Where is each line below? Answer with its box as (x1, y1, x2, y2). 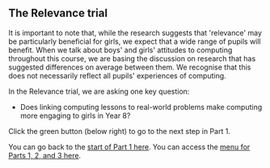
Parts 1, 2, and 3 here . (8, 150, 82, 160)
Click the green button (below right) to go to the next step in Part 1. (8, 126, 230, 136)
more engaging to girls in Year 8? (19, 111, 131, 120)
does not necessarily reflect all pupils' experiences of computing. (8, 70, 226, 80)
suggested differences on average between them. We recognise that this (8, 62, 251, 72)
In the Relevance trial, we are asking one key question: (8, 86, 190, 96)
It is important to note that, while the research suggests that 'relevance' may (8, 27, 263, 37)
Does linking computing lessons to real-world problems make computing (19, 102, 263, 111)
